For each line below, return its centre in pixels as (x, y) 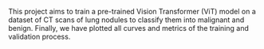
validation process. (39, 36)
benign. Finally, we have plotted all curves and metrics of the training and (129, 28)
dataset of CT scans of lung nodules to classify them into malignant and (126, 20)
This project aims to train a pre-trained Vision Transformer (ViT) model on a (132, 11)
